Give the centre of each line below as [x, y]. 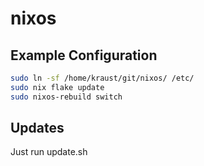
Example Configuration [84, 55]
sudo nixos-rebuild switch [66, 97]
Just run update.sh [49, 152]
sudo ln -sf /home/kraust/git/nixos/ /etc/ [102, 78]
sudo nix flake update [57, 87]
